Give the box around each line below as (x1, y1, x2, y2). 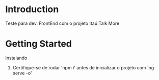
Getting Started (5, 38, 72, 50)
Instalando (5, 55, 28, 61)
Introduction (5, 4, 59, 15)
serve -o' (12, 70, 32, 76)
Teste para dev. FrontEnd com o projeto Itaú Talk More (5, 20, 120, 26)
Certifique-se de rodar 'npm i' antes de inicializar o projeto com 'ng (12, 64, 154, 70)
